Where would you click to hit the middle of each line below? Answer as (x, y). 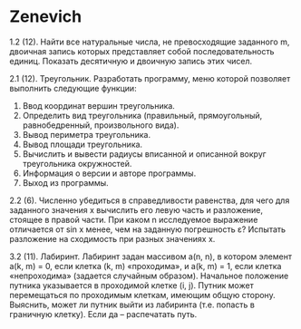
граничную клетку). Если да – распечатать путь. (103, 314)
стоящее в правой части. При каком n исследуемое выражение (134, 219)
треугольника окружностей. (77, 163)
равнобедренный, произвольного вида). (101, 125)
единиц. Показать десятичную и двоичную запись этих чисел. (131, 61)
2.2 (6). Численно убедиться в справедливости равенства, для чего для (150, 200)
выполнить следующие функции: (73, 88)
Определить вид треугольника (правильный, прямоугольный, (142, 115)
